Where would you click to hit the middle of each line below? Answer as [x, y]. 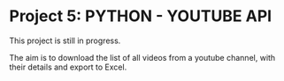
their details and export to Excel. [68, 67]
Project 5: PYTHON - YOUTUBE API [141, 16]
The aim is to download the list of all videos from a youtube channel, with [142, 57]
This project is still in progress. [65, 40]
